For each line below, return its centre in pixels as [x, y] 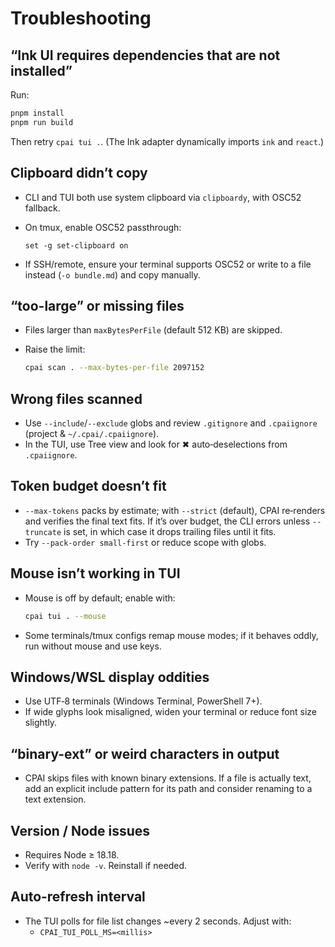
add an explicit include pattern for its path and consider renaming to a [168, 789]
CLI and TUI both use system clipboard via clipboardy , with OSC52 [163, 197]
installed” [41, 70]
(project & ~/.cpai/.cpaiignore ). [92, 434]
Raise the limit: [55, 349]
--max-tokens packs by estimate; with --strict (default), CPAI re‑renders [175, 510]
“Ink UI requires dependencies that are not [145, 55]
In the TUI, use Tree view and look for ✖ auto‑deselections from [156, 444]
